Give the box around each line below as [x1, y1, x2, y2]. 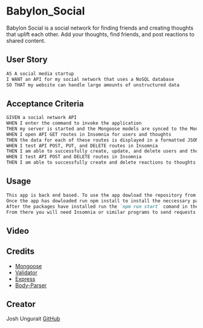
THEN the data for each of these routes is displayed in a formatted [6, 137, 185, 143]
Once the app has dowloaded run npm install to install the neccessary [6, 198, 190, 204]
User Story [6, 54, 48, 65]
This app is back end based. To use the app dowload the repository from [6, 192, 196, 198]
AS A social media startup [6, 71, 74, 77]
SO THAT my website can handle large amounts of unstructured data [6, 82, 180, 88]
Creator [6, 299, 36, 309]
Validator [14, 269, 37, 276]
